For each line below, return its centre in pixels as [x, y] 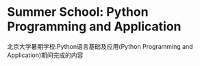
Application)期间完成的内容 [45, 55]
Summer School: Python [78, 12]
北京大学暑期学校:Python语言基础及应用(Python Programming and [100, 46]
